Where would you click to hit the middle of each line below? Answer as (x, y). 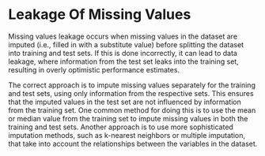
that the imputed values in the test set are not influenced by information (125, 102)
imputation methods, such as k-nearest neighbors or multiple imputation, (127, 135)
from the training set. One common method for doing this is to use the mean (132, 110)
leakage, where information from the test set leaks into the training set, (123, 61)
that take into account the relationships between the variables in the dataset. (133, 143)
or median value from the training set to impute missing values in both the (128, 118)
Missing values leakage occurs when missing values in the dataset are (123, 36)
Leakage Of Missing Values (100, 15)
